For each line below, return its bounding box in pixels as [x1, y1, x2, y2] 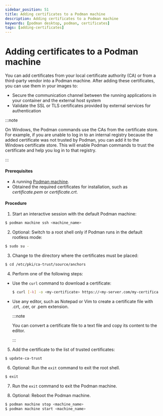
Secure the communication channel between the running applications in [12, 92, 157, 98]
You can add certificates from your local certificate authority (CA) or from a [5, 72, 156, 78]
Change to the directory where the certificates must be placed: [12, 253, 139, 258]
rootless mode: [12, 235, 42, 240]
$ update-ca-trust [5, 356, 42, 361]
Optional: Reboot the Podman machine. [12, 392, 91, 398]
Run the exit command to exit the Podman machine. [12, 383, 117, 389]
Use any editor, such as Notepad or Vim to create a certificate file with [12, 298, 153, 304]
